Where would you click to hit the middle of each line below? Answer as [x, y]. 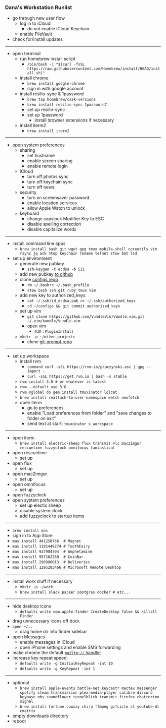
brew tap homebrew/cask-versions [62, 100]
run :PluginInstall [54, 331]
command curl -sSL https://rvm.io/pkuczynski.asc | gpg [86, 367]
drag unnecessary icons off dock [46, 621]
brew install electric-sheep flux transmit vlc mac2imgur [81, 444]
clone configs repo [39, 280]
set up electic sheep [40, 505]
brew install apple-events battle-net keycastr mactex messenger [88, 688]
